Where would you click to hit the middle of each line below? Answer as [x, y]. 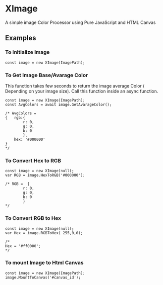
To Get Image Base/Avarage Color [47, 75]
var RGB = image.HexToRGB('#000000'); [45, 175]
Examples [21, 38]
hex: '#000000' [30, 139]
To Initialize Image [27, 52]
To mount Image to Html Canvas [44, 263]
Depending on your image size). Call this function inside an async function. [82, 91]
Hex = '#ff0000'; [23, 246]
